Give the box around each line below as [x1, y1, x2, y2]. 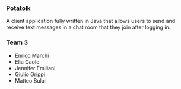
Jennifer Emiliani [14, 64, 56, 71]
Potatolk [6, 4, 31, 12]
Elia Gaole [14, 58, 40, 65]
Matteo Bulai [14, 77, 46, 84]
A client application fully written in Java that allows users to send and [6, 18, 176, 25]
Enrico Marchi [14, 52, 49, 59]
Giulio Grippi [14, 71, 46, 78]
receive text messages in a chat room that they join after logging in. [6, 24, 171, 31]
